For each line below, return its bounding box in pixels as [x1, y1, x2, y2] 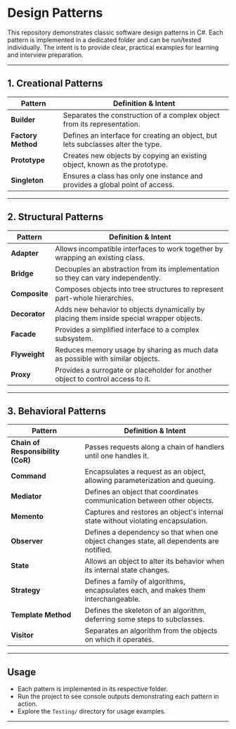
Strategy [11, 586, 41, 595]
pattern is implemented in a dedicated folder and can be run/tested [7, 35, 202, 44]
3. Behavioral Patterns [7, 405, 107, 417]
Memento [11, 512, 44, 522]
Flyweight [11, 349, 45, 359]
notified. [84, 545, 112, 555]
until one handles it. [84, 451, 150, 461]
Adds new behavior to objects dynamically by [55, 304, 205, 314]
